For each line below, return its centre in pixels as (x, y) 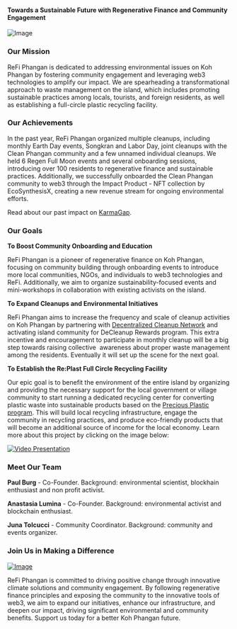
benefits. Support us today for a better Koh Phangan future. (94, 618)
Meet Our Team (34, 467)
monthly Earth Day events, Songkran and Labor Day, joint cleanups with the (117, 146)
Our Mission (29, 52)
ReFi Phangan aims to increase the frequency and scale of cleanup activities (118, 317)
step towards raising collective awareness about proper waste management (119, 348)
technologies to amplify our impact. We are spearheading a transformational (118, 82)
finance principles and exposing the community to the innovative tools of (114, 595)
